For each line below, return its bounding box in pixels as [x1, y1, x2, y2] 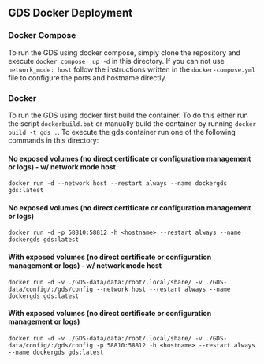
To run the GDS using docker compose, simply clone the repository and [8, 47, 240, 58]
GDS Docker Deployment [8, 6, 132, 20]
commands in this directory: [8, 136, 99, 145]
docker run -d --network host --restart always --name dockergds [8, 180, 227, 188]
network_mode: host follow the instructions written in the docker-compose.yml [8, 65, 256, 74]
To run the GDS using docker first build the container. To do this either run [8, 110, 248, 120]
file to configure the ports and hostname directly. [8, 72, 167, 82]
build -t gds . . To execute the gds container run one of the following [8, 127, 236, 136]
